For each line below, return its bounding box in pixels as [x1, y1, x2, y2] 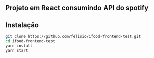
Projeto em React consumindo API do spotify [5, 4, 149, 12]
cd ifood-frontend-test [5, 39, 56, 44]
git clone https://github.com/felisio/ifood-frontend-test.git [5, 34, 141, 39]
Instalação [5, 21, 39, 29]
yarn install [5, 43, 33, 48]
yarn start [5, 48, 28, 53]
